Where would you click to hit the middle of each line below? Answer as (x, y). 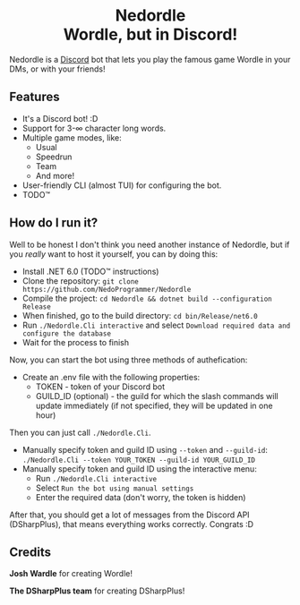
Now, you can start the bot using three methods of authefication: (129, 360)
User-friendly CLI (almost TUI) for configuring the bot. (122, 185)
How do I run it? (54, 223)
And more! (55, 175)
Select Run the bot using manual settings (115, 488)
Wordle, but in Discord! (150, 34)
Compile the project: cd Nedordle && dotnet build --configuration (147, 298)
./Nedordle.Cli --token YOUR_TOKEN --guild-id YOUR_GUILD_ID (139, 460)
